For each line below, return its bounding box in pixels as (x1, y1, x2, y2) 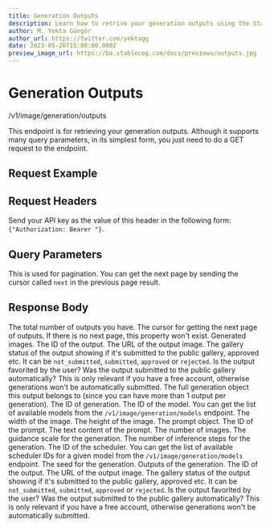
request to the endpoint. (8, 143, 88, 153)
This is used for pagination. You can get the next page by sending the (8, 268, 239, 278)
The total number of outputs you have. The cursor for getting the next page (8, 322, 258, 331)
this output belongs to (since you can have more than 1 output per (8, 390, 227, 400)
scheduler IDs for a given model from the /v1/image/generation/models (8, 451, 243, 460)
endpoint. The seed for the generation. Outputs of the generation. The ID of (8, 459, 259, 468)
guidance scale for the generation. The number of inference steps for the (8, 433, 251, 443)
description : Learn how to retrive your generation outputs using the (8, 19, 250, 27)
